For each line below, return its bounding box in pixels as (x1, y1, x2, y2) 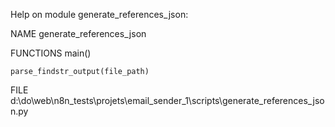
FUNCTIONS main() (10, 47, 92, 59)
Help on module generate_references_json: (10, 9, 189, 20)
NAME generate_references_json (10, 28, 147, 39)
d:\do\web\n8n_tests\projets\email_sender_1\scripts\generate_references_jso (10, 95, 325, 106)
